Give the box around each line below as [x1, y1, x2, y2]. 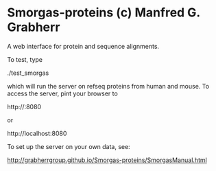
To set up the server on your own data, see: [7, 142, 130, 150]
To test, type [7, 55, 43, 63]
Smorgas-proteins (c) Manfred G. [7, 5, 200, 21]
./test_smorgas [7, 69, 49, 77]
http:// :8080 [7, 102, 42, 111]
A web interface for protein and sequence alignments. [7, 42, 160, 50]
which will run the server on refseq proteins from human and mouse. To [7, 82, 210, 90]
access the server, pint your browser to [7, 89, 118, 98]
